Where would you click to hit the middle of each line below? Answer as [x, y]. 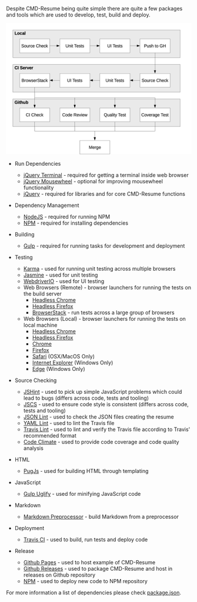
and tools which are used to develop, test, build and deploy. [79, 15]
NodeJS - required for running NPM [67, 217]
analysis [34, 448]
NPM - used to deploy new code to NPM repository [86, 581]
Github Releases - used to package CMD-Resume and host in [98, 569]
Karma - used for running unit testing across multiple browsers [99, 269]
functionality [39, 187]
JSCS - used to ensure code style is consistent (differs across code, [106, 404]
